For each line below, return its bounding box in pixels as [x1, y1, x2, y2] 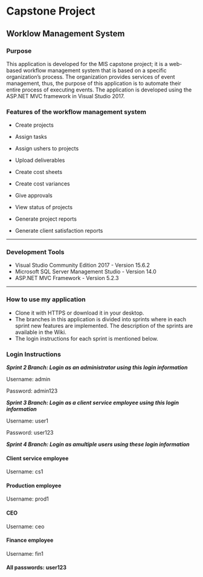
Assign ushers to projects [14, 145, 79, 152]
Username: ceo [6, 522, 45, 530]
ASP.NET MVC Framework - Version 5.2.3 [14, 275, 119, 282]
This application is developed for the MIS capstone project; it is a [6, 60, 168, 67]
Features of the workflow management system [6, 107, 147, 116]
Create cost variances [14, 180, 71, 187]
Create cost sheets [14, 168, 62, 176]
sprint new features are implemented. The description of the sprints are [14, 322, 193, 329]
